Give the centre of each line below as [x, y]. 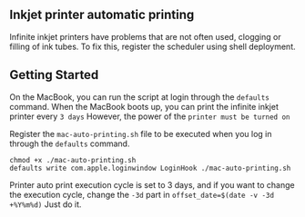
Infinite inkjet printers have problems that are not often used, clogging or [145, 36]
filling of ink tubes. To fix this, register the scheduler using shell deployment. [152, 46]
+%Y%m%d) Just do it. [46, 204]
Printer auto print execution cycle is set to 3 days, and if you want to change [152, 184]
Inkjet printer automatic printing [102, 15]
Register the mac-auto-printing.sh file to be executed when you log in [141, 133]
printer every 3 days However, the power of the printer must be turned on [150, 116]
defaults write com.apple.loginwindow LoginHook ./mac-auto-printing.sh [150, 168]
